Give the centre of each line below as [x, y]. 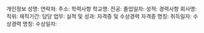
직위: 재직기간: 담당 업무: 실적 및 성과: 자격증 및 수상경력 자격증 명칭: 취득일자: [99, 16]
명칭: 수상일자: [40, 24]
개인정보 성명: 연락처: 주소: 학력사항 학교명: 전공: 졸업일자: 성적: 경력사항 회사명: [102, 9]
